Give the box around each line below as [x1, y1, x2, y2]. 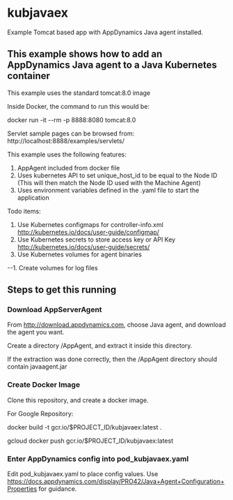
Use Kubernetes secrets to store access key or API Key [17, 235, 176, 244]
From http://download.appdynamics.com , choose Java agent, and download [7, 321, 226, 329]
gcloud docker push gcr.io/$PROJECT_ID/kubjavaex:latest [7, 436, 174, 445]
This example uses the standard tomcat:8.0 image [7, 89, 151, 97]
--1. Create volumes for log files [7, 263, 99, 272]
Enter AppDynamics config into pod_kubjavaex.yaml [7, 454, 189, 464]
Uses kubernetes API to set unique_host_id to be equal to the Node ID [17, 171, 218, 179]
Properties [7, 485, 38, 493]
